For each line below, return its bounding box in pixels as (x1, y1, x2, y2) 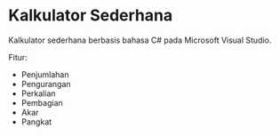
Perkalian (20, 88, 56, 99)
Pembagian (20, 97, 63, 108)
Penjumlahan (20, 68, 69, 80)
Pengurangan (20, 78, 72, 89)
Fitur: (8, 52, 28, 62)
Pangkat (20, 116, 52, 127)
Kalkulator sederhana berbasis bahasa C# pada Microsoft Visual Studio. (8, 35, 272, 45)
